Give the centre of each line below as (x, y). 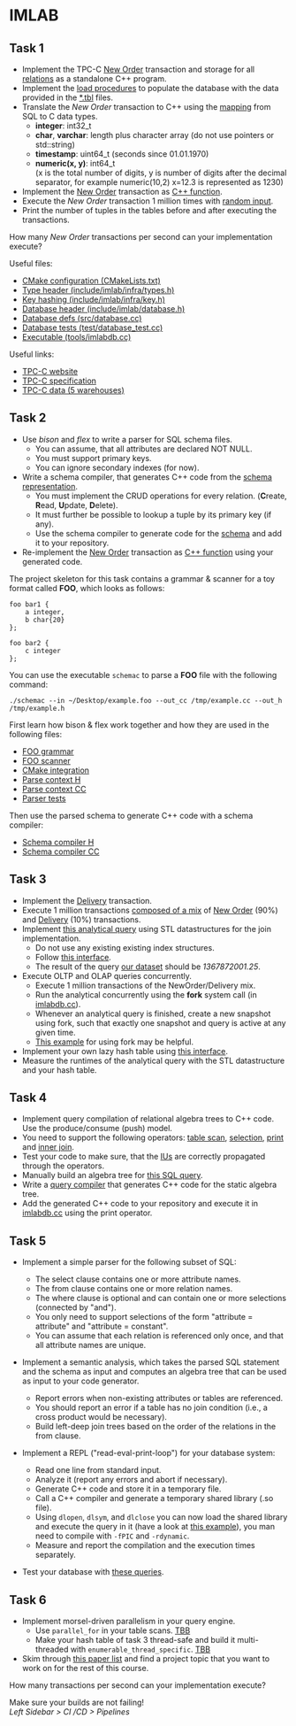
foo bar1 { (29, 604)
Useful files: (31, 263)
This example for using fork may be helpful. (114, 1042)
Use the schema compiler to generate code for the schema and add (159, 533)
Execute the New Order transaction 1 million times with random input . (148, 201)
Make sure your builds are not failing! (76, 1703)
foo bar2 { (29, 643)
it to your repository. (72, 543)
